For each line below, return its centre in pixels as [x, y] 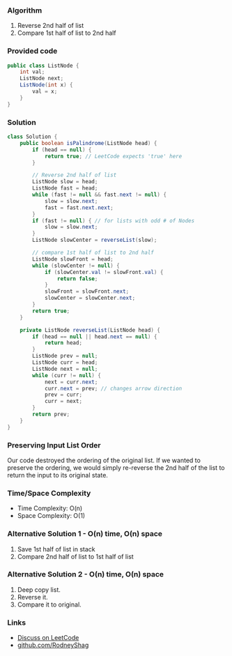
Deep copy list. [39, 589]
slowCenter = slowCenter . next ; [90, 298]
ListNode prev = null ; [65, 356]
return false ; [77, 279]
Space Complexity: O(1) [51, 516]
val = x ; [45, 92]
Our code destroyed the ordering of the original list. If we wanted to [104, 460]
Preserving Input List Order [54, 445]
